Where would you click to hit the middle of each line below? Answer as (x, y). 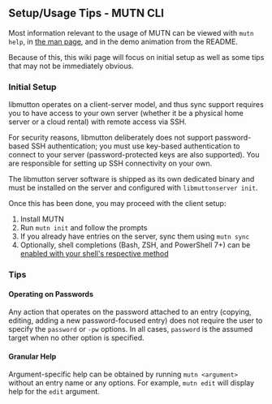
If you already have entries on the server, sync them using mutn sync (135, 236)
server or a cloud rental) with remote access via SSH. (97, 122)
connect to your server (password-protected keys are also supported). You (134, 155)
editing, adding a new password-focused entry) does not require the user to (136, 320)
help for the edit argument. (54, 392)
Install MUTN (42, 219)
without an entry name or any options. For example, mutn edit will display (131, 383)
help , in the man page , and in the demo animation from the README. (123, 41)
